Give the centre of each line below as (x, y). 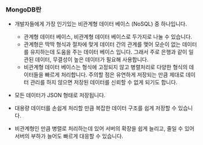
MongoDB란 (24, 9)
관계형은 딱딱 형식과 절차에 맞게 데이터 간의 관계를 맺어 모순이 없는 (102, 44)
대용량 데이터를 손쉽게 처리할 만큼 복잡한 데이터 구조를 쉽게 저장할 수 (95, 108)
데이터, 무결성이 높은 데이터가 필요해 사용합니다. (92, 59)
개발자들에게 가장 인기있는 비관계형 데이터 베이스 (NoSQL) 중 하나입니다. (101, 24)
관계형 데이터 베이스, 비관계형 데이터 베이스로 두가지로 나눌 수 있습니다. (108, 37)
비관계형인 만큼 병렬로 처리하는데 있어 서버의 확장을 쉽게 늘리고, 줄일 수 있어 (105, 129)
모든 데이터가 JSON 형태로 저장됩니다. (60, 95)
